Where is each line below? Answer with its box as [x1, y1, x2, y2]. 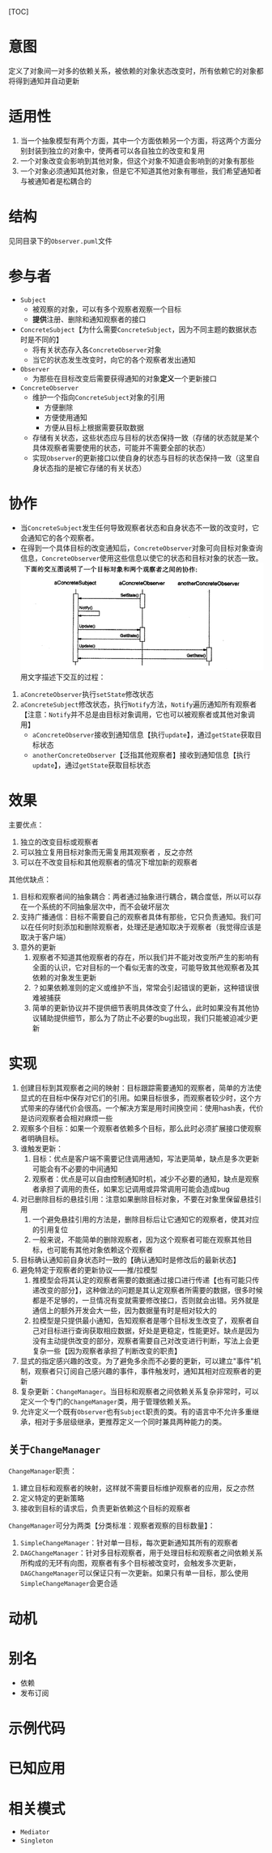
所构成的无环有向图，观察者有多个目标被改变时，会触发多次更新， [19, 1558, 240, 1567]
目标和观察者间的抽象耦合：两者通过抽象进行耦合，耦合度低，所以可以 [19, 892, 255, 902]
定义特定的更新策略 [19, 1493, 85, 1502]
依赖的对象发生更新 [32, 973, 97, 983]
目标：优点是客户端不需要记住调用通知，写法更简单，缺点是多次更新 [32, 1154, 260, 1164]
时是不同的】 [19, 334, 63, 344]
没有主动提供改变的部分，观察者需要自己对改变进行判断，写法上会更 [32, 1336, 260, 1346]
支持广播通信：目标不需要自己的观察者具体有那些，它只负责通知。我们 [19, 912, 255, 922]
